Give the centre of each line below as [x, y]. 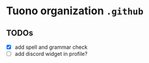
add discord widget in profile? [51, 54]
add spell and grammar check [51, 47]
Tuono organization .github [75, 11]
